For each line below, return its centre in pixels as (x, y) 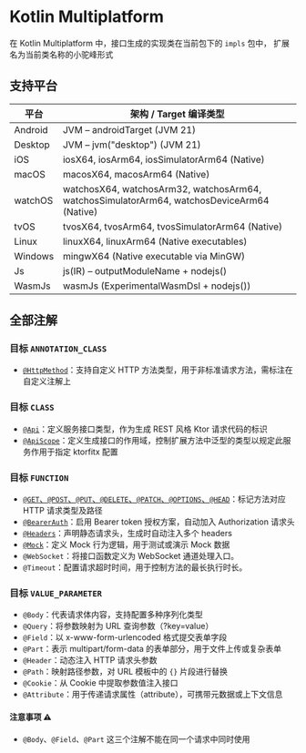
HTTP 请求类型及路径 (62, 511)
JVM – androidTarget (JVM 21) (129, 129)
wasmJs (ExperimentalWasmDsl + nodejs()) (157, 286)
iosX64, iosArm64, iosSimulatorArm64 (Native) (163, 159)
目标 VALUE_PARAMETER (56, 593)
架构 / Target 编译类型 (178, 114)
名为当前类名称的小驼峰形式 (61, 54)
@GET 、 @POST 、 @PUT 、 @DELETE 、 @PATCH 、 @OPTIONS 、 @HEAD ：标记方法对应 (154, 499)
